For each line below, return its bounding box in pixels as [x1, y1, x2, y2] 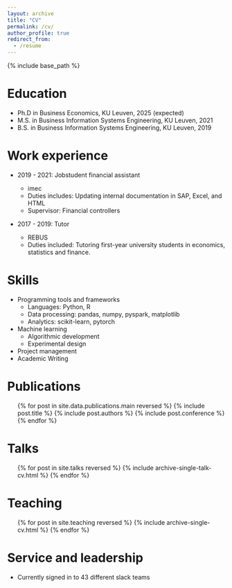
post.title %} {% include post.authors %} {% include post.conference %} [17, 409, 225, 417]
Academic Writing [17, 354, 69, 362]
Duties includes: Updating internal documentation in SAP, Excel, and [27, 192, 222, 200]
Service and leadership [7, 550, 143, 566]
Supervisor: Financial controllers [27, 206, 121, 215]
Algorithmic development [27, 332, 100, 340]
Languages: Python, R [27, 303, 91, 311]
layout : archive [7, 10, 54, 17]
